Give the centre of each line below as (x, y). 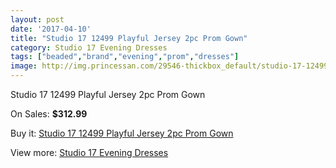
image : (24, 66)
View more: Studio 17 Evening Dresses (89, 152)
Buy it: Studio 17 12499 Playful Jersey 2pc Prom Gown (122, 133)
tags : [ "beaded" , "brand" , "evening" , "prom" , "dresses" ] (125, 57)
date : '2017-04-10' (51, 29)
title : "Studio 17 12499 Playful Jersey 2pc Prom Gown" (129, 38)
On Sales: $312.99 (49, 114)
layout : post (37, 19)
